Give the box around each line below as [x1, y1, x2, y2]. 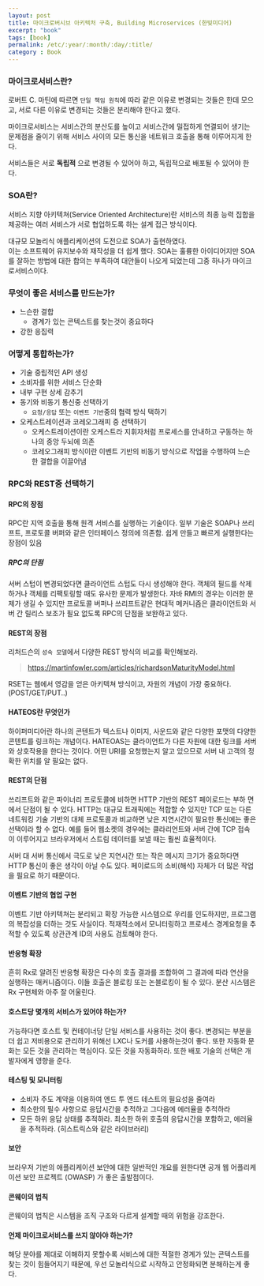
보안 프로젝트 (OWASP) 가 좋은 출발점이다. [22, 1172, 154, 1182]
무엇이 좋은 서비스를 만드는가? [8, 288, 116, 299]
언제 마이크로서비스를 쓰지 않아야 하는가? [8, 1230, 133, 1240]
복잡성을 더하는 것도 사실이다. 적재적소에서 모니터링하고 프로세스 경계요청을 [16, 919, 248, 929]
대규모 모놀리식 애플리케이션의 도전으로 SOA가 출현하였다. [8, 236, 187, 246]
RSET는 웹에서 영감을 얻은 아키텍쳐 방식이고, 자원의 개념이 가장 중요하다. [8, 679, 232, 689]
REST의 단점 [8, 776, 47, 785]
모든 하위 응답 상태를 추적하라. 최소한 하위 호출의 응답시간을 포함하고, [19, 1114, 232, 1123]
